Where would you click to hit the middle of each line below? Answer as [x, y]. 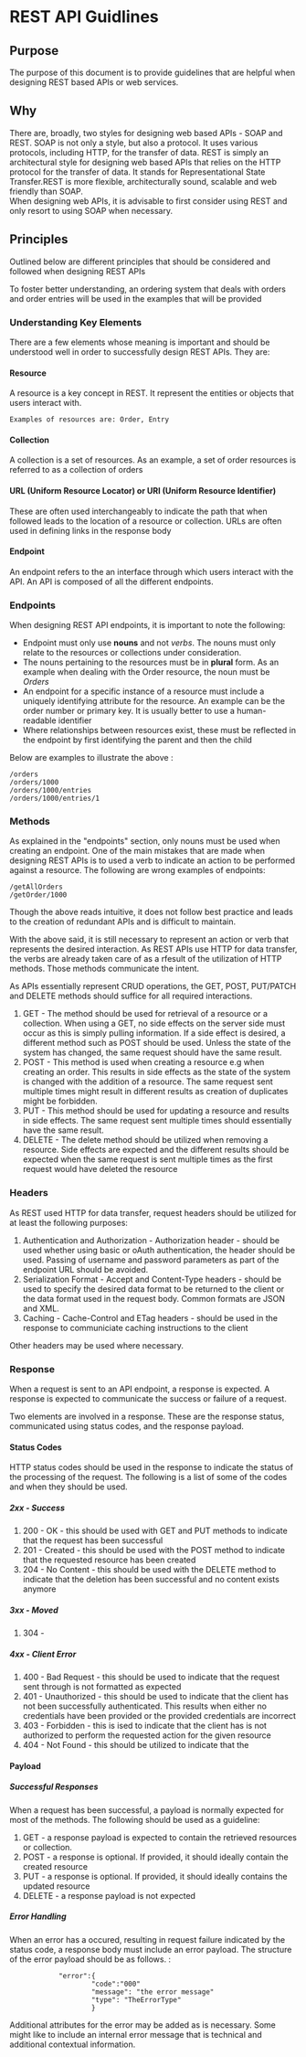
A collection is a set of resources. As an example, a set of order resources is [153, 460]
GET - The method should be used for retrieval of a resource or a [145, 1014]
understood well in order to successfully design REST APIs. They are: [140, 352]
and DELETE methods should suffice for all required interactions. [131, 996]
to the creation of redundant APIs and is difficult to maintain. [122, 922]
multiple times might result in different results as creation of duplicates [155, 1092]
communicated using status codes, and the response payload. [127, 1426]
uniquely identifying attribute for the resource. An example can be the [154, 701]
